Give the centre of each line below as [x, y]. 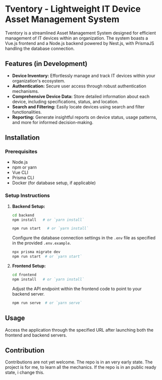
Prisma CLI [23, 178]
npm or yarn [24, 168]
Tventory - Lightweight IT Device [73, 9]
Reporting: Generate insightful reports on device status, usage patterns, [84, 117]
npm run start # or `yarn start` [47, 257]
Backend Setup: [28, 206]
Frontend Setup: [29, 266]
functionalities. [27, 112]
